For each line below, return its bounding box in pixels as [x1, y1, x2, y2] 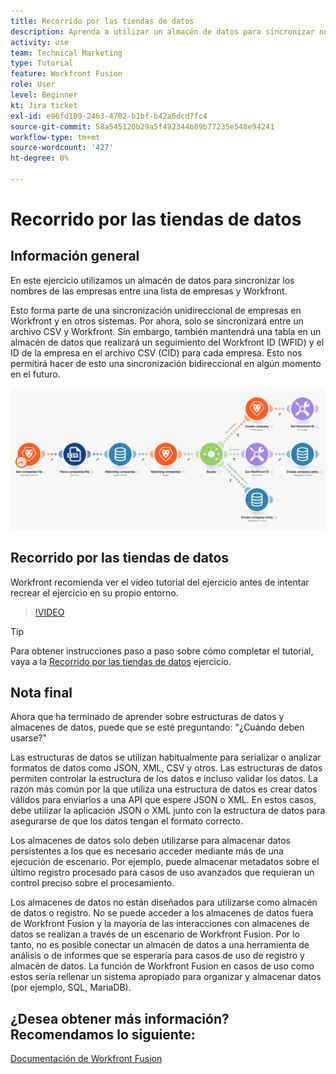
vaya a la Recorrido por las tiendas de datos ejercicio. [10, 655, 232, 667]
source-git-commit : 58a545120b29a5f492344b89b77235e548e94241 [10, 121, 275, 132]
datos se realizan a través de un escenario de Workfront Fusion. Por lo [10, 928, 300, 940]
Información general [10, 248, 140, 265]
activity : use [10, 37, 70, 47]
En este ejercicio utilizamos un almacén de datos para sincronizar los [10, 274, 295, 286]
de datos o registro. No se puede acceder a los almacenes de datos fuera [10, 907, 314, 919]
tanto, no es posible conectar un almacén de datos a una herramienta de [10, 939, 310, 951]
